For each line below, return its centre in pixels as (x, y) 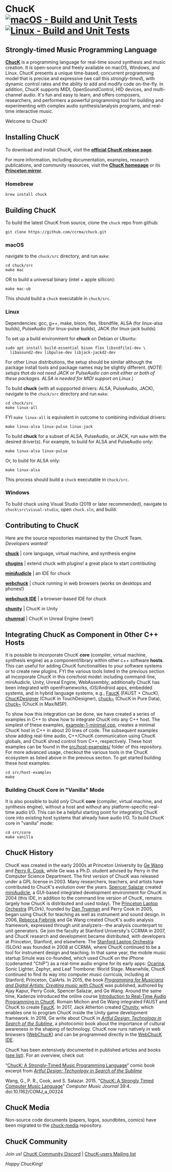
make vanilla (19, 837)
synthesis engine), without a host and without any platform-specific (77, 807)
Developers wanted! (26, 543)
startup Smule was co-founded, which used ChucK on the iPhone (75, 958)
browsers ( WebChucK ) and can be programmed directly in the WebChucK (84, 1034)
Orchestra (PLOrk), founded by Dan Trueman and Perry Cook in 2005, (79, 909)
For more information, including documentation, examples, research (77, 159)
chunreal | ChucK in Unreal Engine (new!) (50, 618)
